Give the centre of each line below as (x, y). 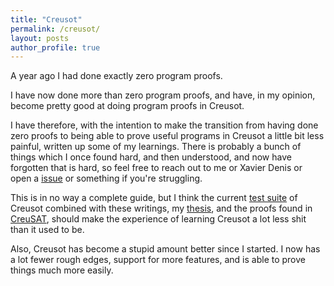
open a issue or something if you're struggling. (106, 178)
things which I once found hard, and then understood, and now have (151, 157)
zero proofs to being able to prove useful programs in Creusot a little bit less (167, 136)
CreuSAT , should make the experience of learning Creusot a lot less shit (158, 219)
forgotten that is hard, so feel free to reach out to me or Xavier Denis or (156, 168)
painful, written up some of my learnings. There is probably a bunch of (156, 147)
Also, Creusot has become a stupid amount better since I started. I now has (165, 249)
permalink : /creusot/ (55, 29)
